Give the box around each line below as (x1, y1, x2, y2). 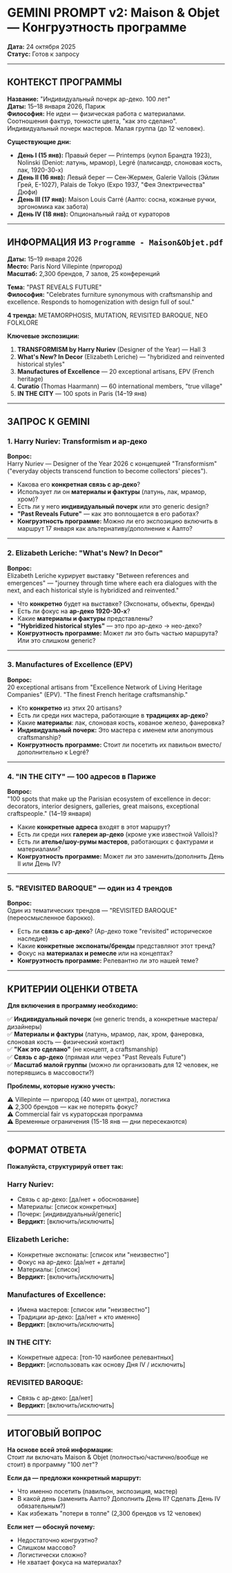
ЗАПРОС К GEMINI (7, 415, 90, 427)
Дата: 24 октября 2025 (7, 42, 76, 51)
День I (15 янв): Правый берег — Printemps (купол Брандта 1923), (17, 151, 212, 159)
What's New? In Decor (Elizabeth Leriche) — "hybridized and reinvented (17, 352, 224, 361)
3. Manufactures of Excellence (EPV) (7, 660, 133, 669)
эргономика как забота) (17, 202, 88, 210)
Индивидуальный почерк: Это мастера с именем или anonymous (17, 725, 214, 734)
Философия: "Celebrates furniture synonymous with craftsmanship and (7, 290, 213, 298)
